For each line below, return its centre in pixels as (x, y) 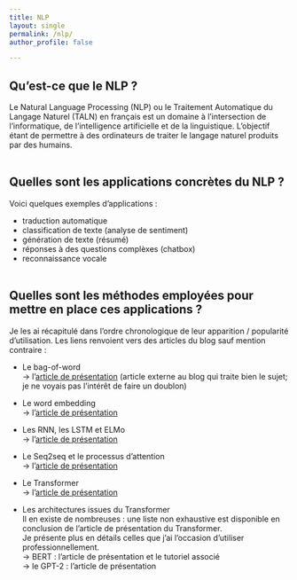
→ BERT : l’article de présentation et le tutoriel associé (121, 556)
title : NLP (29, 17)
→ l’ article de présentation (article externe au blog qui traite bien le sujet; (155, 376)
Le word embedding (59, 403)
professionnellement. (61, 547)
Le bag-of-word (51, 367)
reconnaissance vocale (64, 258)
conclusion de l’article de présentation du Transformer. (122, 528)
